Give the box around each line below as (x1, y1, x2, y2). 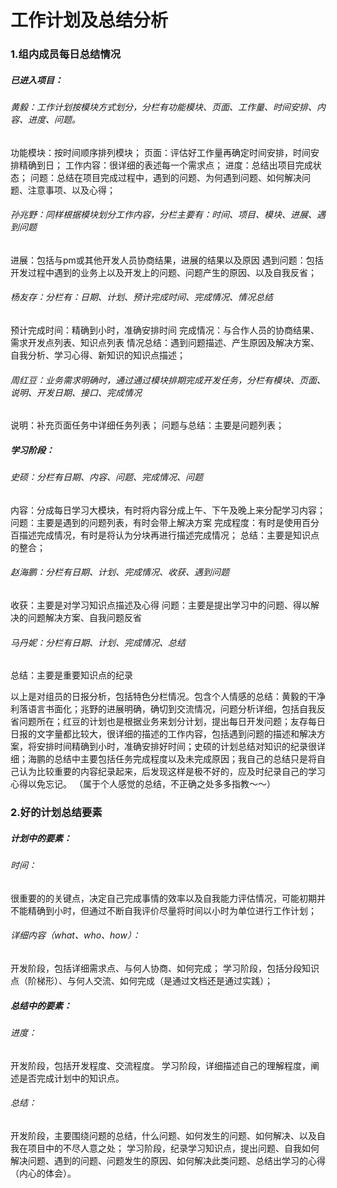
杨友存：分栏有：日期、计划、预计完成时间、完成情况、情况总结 (10, 291, 273, 303)
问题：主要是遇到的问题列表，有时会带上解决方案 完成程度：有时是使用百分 (10, 516, 320, 528)
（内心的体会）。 (10, 1167, 77, 1179)
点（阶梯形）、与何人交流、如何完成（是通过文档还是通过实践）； (10, 974, 273, 986)
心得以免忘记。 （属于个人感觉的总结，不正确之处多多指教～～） (10, 778, 276, 790)
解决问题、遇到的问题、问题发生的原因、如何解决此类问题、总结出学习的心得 (10, 1154, 326, 1166)
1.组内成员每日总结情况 (10, 47, 122, 61)
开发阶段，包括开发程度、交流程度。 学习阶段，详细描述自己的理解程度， (10, 1059, 311, 1071)
